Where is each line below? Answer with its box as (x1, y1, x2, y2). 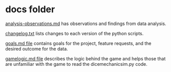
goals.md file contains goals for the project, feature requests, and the (5, 40, 152, 46)
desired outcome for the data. (5, 45, 68, 52)
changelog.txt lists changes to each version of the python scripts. (5, 30, 144, 36)
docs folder (5, 4, 55, 15)
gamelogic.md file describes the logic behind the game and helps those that (5, 55, 166, 62)
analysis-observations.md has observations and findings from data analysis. (5, 20, 166, 27)
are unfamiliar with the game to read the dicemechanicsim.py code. (5, 61, 147, 67)
